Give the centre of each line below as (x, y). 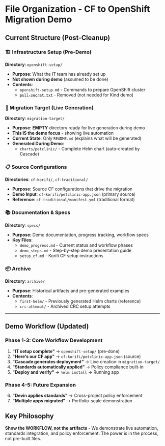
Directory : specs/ (23, 225)
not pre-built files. (23, 438)
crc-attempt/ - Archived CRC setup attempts (65, 306)
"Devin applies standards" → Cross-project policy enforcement (77, 396)
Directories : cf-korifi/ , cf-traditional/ (47, 179)
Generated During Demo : (38, 144)
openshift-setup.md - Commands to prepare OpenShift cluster (82, 89)
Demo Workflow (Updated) (47, 326)
